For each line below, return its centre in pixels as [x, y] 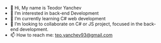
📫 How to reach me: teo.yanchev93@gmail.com [61, 35]
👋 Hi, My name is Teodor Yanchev [46, 8]
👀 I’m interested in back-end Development [54, 13]
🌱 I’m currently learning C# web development [58, 18]
